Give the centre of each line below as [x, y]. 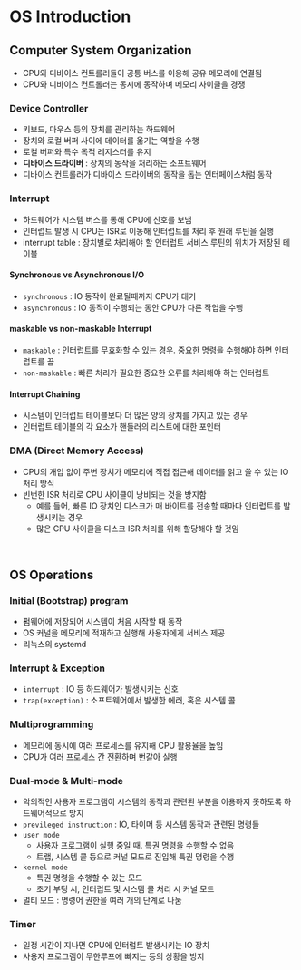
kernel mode [45, 868]
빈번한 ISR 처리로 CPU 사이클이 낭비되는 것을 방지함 [114, 494]
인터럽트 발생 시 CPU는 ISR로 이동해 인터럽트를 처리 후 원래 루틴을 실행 [148, 231]
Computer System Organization [101, 50]
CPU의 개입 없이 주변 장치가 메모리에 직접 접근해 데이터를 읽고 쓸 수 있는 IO [155, 471]
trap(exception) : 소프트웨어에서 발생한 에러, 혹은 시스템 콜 [129, 701]
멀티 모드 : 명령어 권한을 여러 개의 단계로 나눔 [102, 900]
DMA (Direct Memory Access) [77, 451]
